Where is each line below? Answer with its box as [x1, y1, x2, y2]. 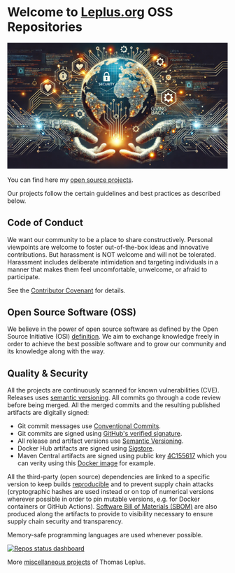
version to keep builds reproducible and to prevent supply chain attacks [7, 480, 214, 488]
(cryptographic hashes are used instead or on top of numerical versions [7, 488, 215, 496]
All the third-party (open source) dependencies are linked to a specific [7, 473, 211, 481]
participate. [7, 272, 41, 281]
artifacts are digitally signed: [7, 409, 90, 417]
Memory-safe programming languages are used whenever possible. [7, 531, 204, 539]
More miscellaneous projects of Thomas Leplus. [7, 558, 146, 567]
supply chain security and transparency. [7, 517, 124, 525]
